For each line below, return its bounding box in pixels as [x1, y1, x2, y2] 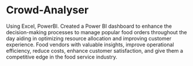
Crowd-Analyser [6, 3, 89, 17]
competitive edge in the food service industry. [6, 53, 117, 60]
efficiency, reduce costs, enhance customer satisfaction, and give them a [6, 47, 184, 54]
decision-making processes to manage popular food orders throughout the [6, 28, 187, 35]
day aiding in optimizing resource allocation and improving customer [6, 35, 172, 42]
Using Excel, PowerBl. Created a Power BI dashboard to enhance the [6, 23, 172, 30]
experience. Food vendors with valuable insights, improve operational [6, 41, 174, 48]
